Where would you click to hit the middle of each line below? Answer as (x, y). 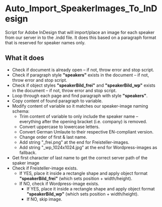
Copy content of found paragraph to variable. (57, 101)
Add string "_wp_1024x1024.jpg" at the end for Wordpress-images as (88, 147)
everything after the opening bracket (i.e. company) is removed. (83, 121)
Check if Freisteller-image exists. (45, 168)
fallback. (28, 152)
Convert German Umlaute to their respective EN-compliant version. (86, 132)
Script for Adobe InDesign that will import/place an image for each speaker (80, 32)
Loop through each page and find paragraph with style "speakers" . (80, 95)
